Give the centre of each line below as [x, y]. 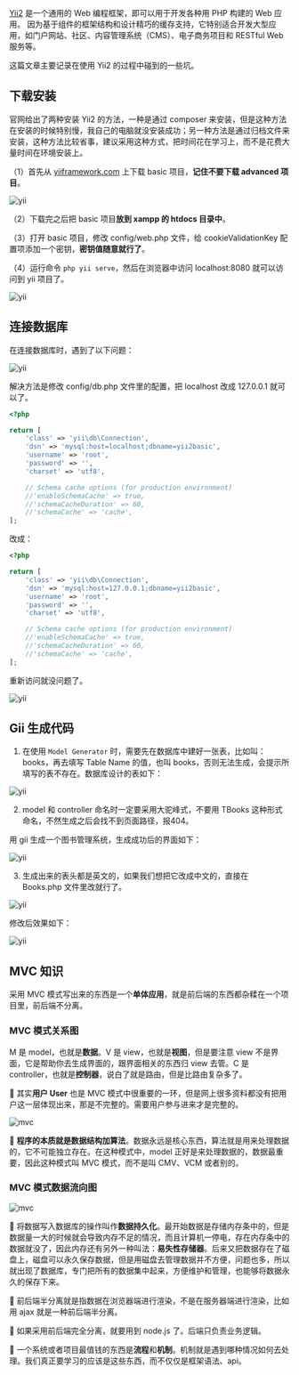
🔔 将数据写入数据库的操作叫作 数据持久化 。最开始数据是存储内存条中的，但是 [149, 1225]
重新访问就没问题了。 [48, 680]
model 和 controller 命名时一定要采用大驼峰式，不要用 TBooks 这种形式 [152, 810]
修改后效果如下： [40, 923]
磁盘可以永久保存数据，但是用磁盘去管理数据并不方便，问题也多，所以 [161, 1259]
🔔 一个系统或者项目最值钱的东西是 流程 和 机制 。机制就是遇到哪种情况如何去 [145, 1349]
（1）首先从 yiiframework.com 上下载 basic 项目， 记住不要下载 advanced [144, 171]
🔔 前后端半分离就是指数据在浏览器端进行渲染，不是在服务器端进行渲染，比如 [149, 1300]
